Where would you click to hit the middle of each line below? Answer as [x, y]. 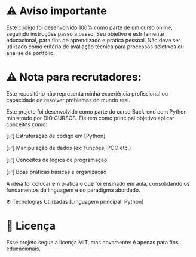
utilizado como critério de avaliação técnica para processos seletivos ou [95, 47]
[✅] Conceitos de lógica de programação [57, 160]
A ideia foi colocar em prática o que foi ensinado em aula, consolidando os [98, 183]
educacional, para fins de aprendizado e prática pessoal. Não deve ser [93, 40]
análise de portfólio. [31, 53]
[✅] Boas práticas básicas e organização [56, 172]
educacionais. [23, 249]
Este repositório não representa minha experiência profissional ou [87, 93]
